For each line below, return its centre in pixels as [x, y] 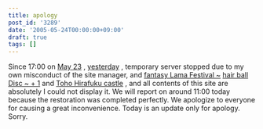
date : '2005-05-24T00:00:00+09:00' [66, 30]
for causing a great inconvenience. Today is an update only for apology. [124, 108]
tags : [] [22, 45]
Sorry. [18, 116]
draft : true [27, 37]
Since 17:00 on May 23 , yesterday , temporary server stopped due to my [126, 66]
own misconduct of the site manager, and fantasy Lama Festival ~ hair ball [128, 75]
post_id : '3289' [35, 23]
